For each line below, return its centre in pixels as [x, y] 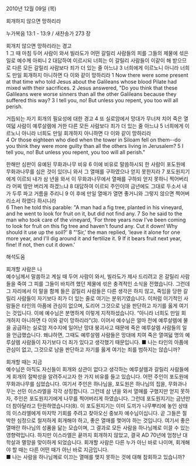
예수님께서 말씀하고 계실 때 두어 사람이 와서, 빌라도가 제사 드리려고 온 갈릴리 [93, 276]
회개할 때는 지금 [24, 362]
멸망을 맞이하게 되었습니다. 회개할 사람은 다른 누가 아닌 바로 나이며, [98, 442]
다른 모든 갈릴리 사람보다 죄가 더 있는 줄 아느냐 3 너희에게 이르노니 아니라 [95, 68]
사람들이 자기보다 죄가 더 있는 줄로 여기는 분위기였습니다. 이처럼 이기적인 [99, 298]
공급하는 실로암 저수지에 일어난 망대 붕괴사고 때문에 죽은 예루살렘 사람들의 [97, 327]
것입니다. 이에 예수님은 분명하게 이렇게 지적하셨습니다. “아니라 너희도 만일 [96, 313]
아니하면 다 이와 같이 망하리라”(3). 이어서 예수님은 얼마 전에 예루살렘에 [102, 320]
